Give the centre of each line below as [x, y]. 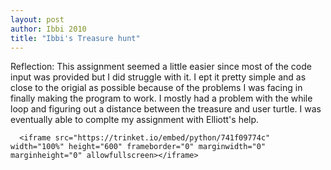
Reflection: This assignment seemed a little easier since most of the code [161, 67]
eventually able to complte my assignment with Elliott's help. [135, 120]
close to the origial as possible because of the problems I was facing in [156, 88]
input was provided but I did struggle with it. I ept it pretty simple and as [158, 77]
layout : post [37, 19]
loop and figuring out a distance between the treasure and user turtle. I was [166, 109]
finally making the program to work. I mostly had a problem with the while [161, 98]
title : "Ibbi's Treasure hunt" [75, 38]
